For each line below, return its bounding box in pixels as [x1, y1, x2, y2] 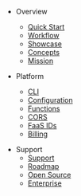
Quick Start [27, 22, 65, 31]
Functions [27, 104, 60, 113]
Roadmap [27, 162, 60, 171]
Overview [15, 7, 48, 16]
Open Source [27, 171, 71, 179]
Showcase [27, 39, 62, 49]
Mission [27, 56, 54, 65]
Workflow [27, 31, 60, 40]
